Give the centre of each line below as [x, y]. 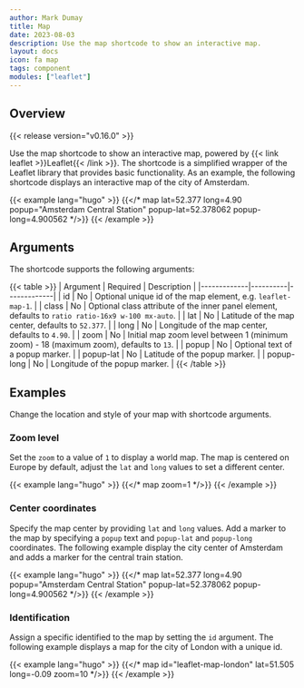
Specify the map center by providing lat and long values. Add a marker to [148, 528]
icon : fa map [34, 60]
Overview [38, 114]
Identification [40, 617]
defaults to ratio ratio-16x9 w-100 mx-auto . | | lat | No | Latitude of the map [152, 316]
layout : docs [34, 52]
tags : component [40, 69]
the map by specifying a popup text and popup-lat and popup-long [131, 537]
